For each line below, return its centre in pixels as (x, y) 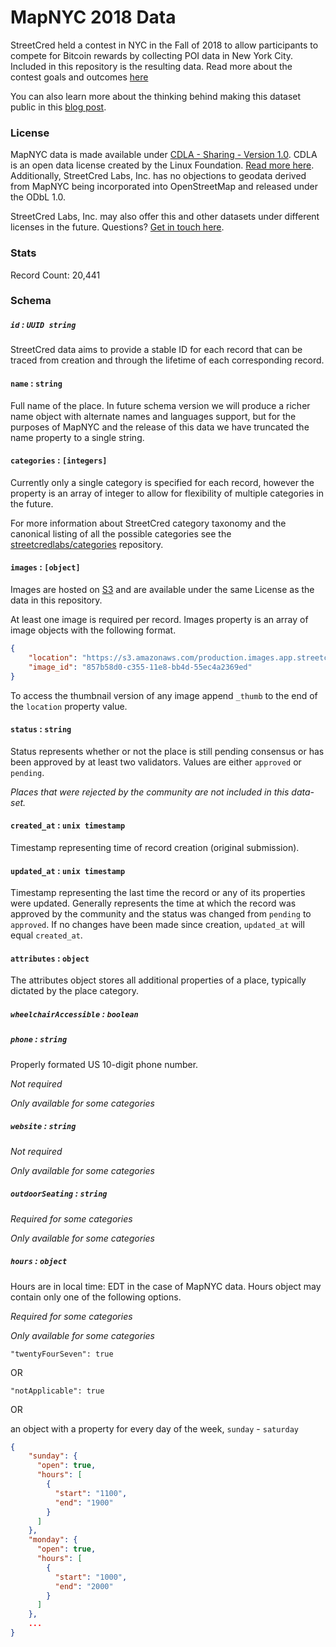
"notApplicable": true (57, 1391)
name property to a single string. (77, 437)
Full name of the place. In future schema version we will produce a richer (160, 405)
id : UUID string (43, 325)
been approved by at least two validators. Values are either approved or (156, 762)
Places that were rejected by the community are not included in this (150, 792)
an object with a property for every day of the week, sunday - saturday (155, 1428)
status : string (41, 729)
